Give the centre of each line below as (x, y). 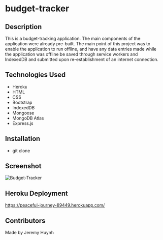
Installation (23, 139)
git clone (21, 150)
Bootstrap (22, 102)
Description (23, 27)
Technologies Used (35, 75)
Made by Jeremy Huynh (30, 233)
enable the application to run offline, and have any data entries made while (81, 49)
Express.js (23, 123)
